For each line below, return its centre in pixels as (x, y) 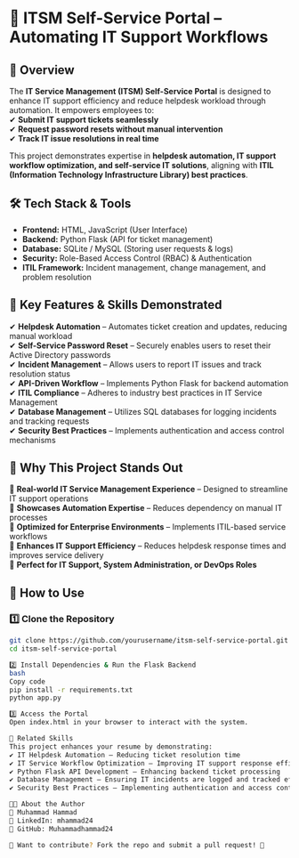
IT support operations (49, 498)
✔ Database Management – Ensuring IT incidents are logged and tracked (145, 780)
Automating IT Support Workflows (139, 37)
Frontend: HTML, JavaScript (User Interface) (105, 230)
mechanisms (32, 440)
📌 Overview (42, 70)
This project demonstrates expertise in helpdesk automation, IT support (143, 156)
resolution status (40, 374)
